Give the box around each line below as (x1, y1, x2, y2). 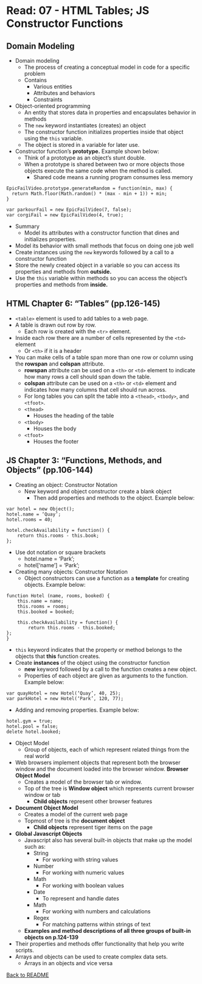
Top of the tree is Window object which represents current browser (24, 784, 195, 792)
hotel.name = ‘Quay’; (6, 511, 61, 517)
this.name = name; (17, 598, 64, 604)
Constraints (33, 96, 63, 103)
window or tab (24, 791, 61, 798)
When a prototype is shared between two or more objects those (24, 161, 185, 168)
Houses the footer (33, 437, 79, 445)
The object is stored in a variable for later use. (24, 141, 140, 148)
